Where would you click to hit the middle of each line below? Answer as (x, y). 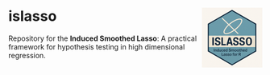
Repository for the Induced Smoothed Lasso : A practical (103, 38)
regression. (27, 55)
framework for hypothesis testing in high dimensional (97, 46)
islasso (33, 16)
